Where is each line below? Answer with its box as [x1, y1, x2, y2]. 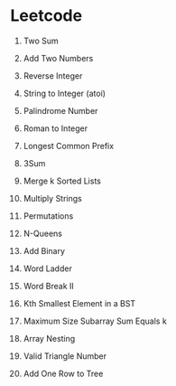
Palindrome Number [23, 105, 98, 116]
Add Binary [23, 245, 66, 256]
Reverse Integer [23, 70, 83, 81]
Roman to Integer [23, 123, 88, 134]
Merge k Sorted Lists [23, 175, 102, 186]
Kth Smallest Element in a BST [23, 297, 136, 308]
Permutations [23, 210, 74, 221]
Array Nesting [23, 333, 76, 344]
